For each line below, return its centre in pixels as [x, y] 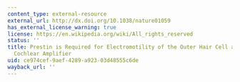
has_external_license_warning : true [62, 27]
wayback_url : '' [31, 67]
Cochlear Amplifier [43, 54]
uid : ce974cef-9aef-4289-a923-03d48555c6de [73, 61]
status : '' [24, 41]
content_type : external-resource [57, 14]
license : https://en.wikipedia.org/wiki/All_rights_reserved [100, 34]
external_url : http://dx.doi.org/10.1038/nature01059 [89, 21]
